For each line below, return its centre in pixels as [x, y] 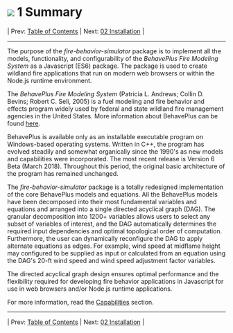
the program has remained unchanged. [63, 173]
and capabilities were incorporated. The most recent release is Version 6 [111, 159]
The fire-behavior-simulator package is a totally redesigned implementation [115, 187]
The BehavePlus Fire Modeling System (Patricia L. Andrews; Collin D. [106, 93]
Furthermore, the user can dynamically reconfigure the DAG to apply [105, 238]
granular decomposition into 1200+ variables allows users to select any [109, 216]
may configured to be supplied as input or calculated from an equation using [116, 253]
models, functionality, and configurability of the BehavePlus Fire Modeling [113, 58]
